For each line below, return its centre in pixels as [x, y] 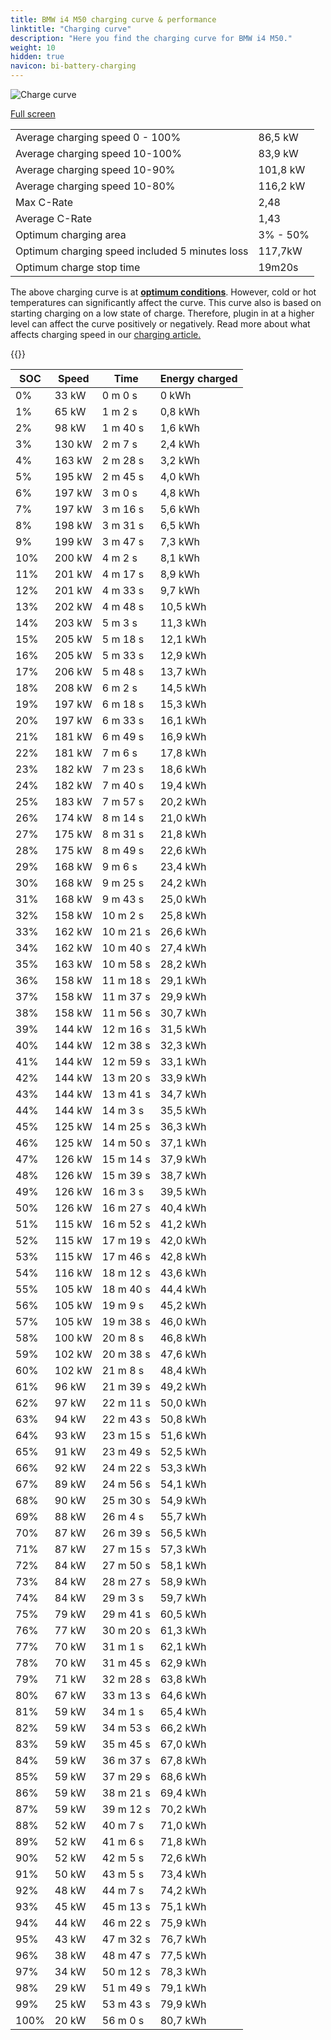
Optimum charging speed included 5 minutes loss [132, 251]
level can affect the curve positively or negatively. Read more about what [160, 324]
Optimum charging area [71, 234]
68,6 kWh [183, 1776]
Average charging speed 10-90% [95, 169]
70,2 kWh [183, 1809]
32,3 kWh [183, 1045]
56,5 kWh [183, 1533]
